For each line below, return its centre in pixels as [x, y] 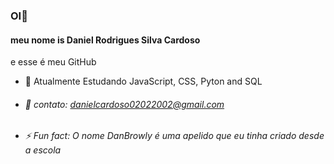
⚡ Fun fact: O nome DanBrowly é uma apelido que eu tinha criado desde [174, 136]
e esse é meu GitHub [53, 62]
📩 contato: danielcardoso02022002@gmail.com [124, 104]
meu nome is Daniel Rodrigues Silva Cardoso [105, 40]
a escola [43, 150]
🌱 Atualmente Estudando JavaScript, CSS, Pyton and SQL [143, 81]
